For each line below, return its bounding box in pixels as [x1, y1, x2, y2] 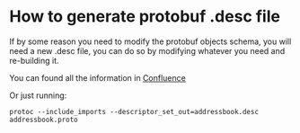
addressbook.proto [9, 115, 78, 124]
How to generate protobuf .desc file [9, 6, 281, 27]
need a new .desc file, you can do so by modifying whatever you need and [9, 45, 286, 56]
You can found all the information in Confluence [9, 72, 186, 83]
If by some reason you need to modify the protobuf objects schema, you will [9, 36, 292, 47]
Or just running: [9, 90, 67, 101]
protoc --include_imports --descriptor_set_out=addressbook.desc [9, 107, 259, 116]
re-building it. [9, 55, 60, 66]
